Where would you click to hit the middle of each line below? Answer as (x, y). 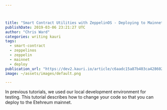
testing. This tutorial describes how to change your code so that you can (80, 97)
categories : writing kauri (33, 37)
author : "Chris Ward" (28, 32)
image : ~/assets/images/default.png (43, 73)
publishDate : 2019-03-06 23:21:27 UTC (45, 27)
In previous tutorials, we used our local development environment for (76, 92)
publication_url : (23, 69)
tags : (11, 41)
